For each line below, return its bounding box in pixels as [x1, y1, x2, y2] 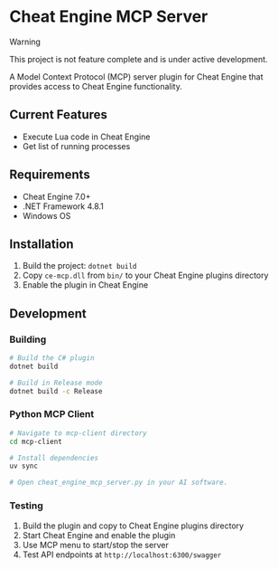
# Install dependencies [9, 453, 99, 462]
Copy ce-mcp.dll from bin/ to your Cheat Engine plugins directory [22, 270, 269, 281]
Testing [9, 499, 43, 512]
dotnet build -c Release [9, 386, 103, 395]
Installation [9, 236, 74, 251]
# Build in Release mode [9, 378, 103, 387]
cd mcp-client [9, 437, 63, 446]
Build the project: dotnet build [22, 261, 137, 271]
